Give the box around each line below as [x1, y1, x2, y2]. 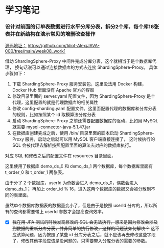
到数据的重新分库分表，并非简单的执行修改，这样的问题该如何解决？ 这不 [12, 225, 160, 231]
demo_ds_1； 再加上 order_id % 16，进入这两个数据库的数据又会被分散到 [5, 186, 151, 192]
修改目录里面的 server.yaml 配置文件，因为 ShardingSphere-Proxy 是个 [12, 93, 156, 99]
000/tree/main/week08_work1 [5, 48, 66, 54]
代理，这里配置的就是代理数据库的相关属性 [12, 99, 98, 106]
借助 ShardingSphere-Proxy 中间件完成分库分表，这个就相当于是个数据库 [5, 58, 153, 64]
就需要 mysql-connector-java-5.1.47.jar [12, 124, 91, 130]
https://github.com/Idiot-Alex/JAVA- [27, 43, 100, 49]
